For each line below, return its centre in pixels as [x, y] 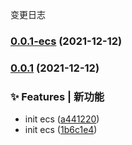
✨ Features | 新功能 [57, 96]
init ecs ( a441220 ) [62, 119]
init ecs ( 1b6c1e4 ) [61, 130]
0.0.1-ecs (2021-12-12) [66, 41]
